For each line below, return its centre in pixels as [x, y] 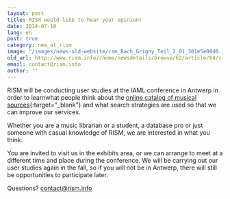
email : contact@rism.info [44, 64]
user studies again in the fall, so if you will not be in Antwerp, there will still [112, 168]
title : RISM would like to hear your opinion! [75, 20]
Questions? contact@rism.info [50, 188]
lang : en [20, 32]
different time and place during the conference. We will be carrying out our [113, 160]
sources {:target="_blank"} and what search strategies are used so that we [112, 105]
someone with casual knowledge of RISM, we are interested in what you [108, 132]
